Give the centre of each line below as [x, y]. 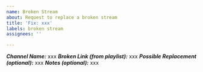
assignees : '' [24, 34]
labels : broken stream [35, 28]
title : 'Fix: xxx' [29, 23]
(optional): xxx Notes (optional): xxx [53, 63]
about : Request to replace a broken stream [62, 17]
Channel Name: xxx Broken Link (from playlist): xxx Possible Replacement [101, 56]
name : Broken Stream [32, 12]
